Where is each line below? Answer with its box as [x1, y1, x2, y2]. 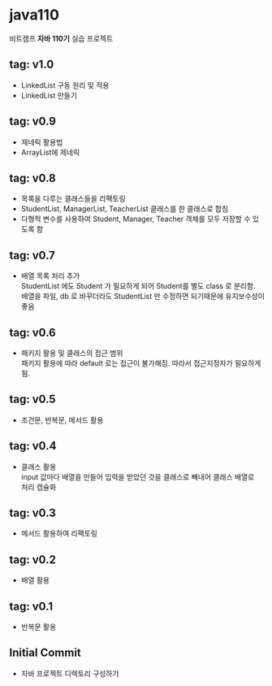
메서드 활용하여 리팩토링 [20, 528, 98, 538]
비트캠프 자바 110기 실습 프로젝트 [9, 33, 114, 43]
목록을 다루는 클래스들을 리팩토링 [20, 193, 126, 204]
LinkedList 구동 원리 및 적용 [20, 80, 110, 90]
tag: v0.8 [9, 171, 56, 185]
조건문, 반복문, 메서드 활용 [20, 415, 104, 424]
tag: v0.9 [9, 115, 56, 128]
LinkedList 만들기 [20, 90, 78, 100]
